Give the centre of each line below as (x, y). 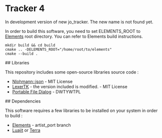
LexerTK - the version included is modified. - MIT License (70, 86)
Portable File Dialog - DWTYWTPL (46, 92)
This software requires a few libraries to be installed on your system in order (81, 110)
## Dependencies (23, 101)
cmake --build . (21, 54)
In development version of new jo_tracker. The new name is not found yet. (79, 22)
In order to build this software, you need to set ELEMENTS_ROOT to (73, 31)
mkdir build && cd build (30, 45)
